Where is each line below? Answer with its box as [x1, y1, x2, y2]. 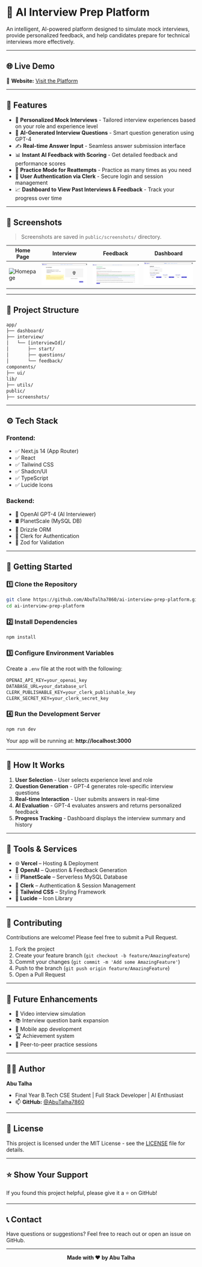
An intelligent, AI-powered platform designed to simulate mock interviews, [6, 25, 190, 32]
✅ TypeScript [14, 474, 49, 482]
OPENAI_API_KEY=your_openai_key [6, 677, 87, 683]
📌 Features [6, 100, 47, 111]
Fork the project [14, 945, 55, 953]
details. [6, 1146, 25, 1153]
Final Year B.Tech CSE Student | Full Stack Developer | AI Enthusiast [14, 1091, 184, 1099]
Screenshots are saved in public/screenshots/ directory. [20, 233, 162, 241]
